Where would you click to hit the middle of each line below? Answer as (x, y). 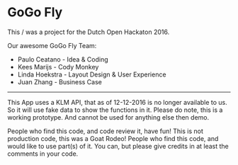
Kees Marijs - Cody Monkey (58, 67)
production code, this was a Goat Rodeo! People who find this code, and (113, 138)
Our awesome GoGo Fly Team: (52, 45)
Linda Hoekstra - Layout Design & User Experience (92, 74)
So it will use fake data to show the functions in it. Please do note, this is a (115, 110)
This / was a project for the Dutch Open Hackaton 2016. (89, 32)
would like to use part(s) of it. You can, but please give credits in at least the (118, 146)
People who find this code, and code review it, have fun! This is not (106, 131)
